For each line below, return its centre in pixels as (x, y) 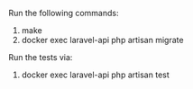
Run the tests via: (41, 57)
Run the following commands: (64, 13)
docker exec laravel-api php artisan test (96, 75)
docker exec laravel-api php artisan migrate (102, 40)
